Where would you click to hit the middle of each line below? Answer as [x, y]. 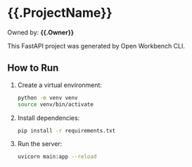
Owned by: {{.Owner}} [41, 32]
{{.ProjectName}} [60, 13]
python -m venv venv [47, 98]
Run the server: [40, 144]
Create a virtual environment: [59, 85]
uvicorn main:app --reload [57, 157]
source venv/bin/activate [55, 104]
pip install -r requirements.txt [66, 131]
